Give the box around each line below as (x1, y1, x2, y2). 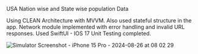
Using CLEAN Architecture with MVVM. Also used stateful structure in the (6, 17, 192, 24)
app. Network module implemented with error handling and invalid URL (6, 24, 185, 30)
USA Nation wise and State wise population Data (6, 5, 129, 12)
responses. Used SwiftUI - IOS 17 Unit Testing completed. (6, 30, 152, 37)
